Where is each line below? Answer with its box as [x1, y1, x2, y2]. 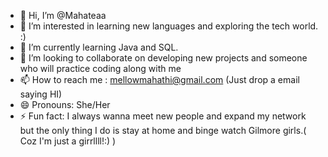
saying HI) [19, 88, 63, 100]
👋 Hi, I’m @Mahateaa [19, 10, 107, 21]
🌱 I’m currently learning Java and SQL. [19, 41, 179, 53]
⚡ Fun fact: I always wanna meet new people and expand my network [19, 110, 307, 122]
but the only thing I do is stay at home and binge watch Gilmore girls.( [19, 125, 307, 136]
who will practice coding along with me [19, 63, 182, 74]
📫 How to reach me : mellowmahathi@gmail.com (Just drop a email [19, 74, 300, 85]
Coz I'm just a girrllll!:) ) [19, 135, 117, 147]
